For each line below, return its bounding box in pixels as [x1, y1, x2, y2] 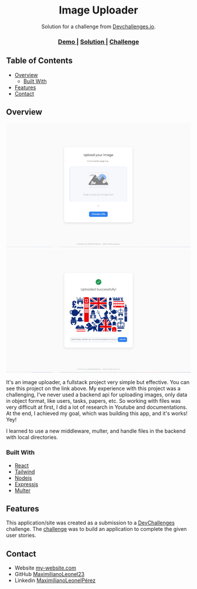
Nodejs [14, 474, 32, 482]
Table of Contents [6, 56, 73, 66]
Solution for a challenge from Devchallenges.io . [41, 23, 156, 30]
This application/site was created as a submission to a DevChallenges [6, 519, 175, 526]
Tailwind [14, 468, 35, 475]
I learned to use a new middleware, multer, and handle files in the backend [6, 428, 186, 435]
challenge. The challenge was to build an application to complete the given [6, 526, 187, 533]
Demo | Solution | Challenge [57, 38, 140, 46]
